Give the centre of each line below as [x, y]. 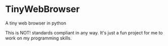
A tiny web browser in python [36, 23]
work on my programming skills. [39, 38]
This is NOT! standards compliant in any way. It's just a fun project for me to [84, 32]
